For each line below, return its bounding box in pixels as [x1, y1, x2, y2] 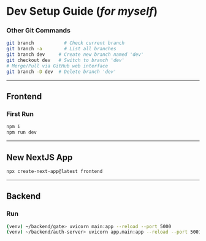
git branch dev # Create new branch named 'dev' [6, 52, 144, 58]
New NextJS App [6, 152, 73, 163]
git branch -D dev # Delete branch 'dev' [6, 69, 116, 75]
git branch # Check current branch [6, 40, 124, 47]
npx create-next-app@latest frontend [6, 168, 103, 174]
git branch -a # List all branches [6, 46, 116, 52]
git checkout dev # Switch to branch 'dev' [6, 57, 124, 64]
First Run [6, 110, 34, 118]
